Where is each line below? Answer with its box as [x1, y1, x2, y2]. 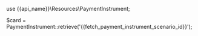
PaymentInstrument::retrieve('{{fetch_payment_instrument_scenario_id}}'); [6, 23, 193, 30]
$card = [6, 17, 26, 23]
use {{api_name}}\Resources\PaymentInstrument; [6, 5, 130, 12]
